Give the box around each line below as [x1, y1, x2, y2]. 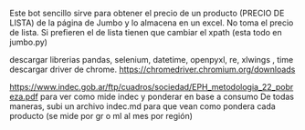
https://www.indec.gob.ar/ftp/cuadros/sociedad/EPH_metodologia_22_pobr [9, 82, 294, 92]
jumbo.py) [9, 36, 48, 47]
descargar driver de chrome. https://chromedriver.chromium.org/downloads [9, 64, 296, 75]
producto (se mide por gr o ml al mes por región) [9, 111, 194, 121]
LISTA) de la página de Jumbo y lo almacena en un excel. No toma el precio [9, 17, 294, 28]
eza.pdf [9, 91, 38, 102]
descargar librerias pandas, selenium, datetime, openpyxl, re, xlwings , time [9, 55, 294, 65]
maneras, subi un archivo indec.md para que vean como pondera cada [9, 101, 276, 112]
